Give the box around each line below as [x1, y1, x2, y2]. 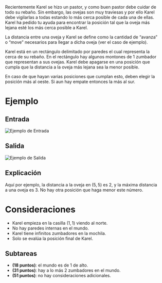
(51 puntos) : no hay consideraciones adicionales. [12, 273, 111, 279]
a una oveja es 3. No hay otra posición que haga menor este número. [5, 187, 144, 193]
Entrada [5, 115, 30, 123]
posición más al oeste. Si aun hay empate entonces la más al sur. [5, 79, 135, 84]
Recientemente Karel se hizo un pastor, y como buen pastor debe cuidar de [5, 4, 157, 10]
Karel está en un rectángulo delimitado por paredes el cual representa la [5, 49, 150, 54]
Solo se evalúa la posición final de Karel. [12, 235, 93, 241]
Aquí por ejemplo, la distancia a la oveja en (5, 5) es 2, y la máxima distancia [5, 182, 157, 187]
